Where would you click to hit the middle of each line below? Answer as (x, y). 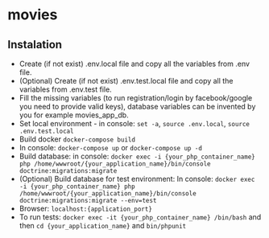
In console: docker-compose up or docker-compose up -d (111, 148)
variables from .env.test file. (65, 89)
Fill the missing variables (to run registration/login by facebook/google (136, 98)
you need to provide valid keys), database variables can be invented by (137, 107)
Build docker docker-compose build (77, 139)
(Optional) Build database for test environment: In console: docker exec (137, 179)
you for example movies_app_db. (74, 115)
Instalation (35, 45)
